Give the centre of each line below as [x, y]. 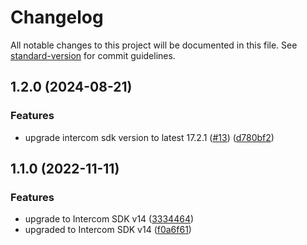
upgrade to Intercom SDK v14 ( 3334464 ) [109, 219]
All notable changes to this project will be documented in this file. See [154, 45]
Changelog [57, 17]
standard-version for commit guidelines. [93, 55]
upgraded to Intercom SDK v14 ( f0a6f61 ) [108, 230]
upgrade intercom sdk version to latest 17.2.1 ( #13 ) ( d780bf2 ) [149, 137]
